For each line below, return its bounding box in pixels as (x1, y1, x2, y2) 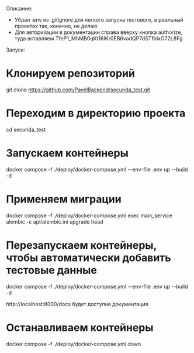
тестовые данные (6, 263, 98, 277)
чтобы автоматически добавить (6, 251, 171, 264)
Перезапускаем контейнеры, (6, 238, 157, 252)
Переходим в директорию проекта (6, 107, 186, 120)
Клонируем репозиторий (6, 67, 136, 80)
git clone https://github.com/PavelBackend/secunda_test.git (6, 86, 150, 93)
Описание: (6, 5, 33, 12)
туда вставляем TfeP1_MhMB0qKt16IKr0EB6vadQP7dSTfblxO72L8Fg (14, 35, 183, 42)
